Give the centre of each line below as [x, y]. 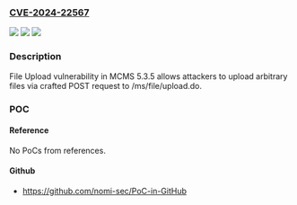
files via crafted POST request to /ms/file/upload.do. [106, 85]
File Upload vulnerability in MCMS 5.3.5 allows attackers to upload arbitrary [148, 76]
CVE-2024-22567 [49, 13]
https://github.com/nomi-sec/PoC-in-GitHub [104, 191]
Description [35, 57]
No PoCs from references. [57, 150]
